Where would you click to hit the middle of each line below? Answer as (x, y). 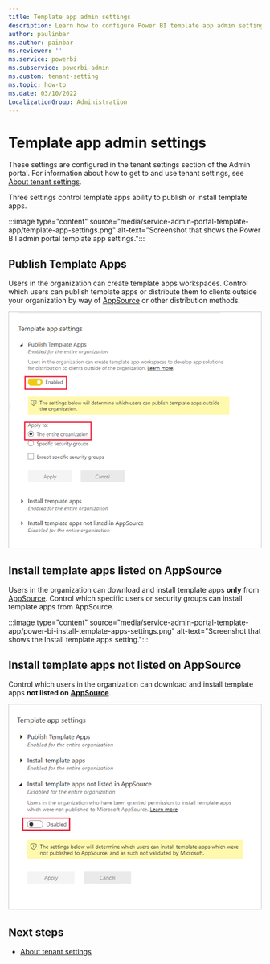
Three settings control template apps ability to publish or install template (128, 198)
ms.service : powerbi (43, 59)
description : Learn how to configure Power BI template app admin (122, 25)
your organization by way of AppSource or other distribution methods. (125, 301)
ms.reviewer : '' (35, 51)
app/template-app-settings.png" (62, 230)
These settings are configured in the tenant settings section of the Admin (129, 165)
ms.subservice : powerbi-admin (59, 68)
